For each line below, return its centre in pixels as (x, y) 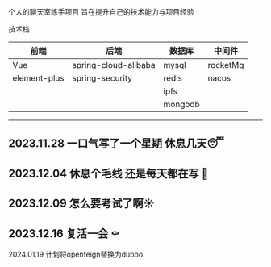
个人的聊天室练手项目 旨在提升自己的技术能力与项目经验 (101, 12)
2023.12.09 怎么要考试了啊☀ (81, 204)
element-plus (38, 78)
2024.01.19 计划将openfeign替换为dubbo (76, 254)
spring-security (102, 78)
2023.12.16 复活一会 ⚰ (64, 234)
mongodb (181, 104)
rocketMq (226, 65)
